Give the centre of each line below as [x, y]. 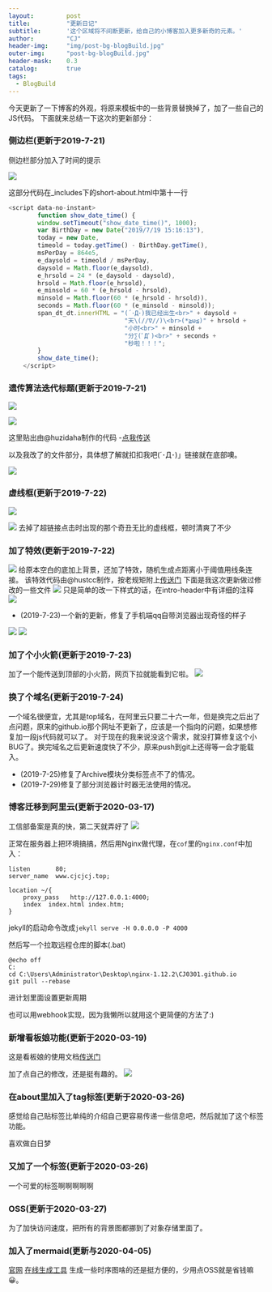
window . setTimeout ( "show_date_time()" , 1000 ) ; [117, 223]
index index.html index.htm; [74, 904]
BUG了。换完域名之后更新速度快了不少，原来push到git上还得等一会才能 [128, 747]
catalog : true [45, 69]
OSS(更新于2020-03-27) [58, 1209]
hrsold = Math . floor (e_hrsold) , [92, 283]
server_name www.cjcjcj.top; [59, 876]
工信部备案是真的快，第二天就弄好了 [69, 826]
